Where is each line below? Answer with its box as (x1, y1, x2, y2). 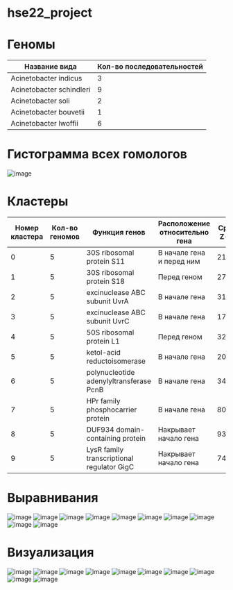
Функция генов (92, 228, 146, 237)
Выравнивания (7, 490, 98, 506)
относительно (159, 228, 209, 237)
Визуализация (7, 545, 94, 560)
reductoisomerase (86, 356, 146, 366)
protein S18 (86, 276, 125, 286)
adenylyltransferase (86, 376, 151, 386)
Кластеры (7, 194, 69, 210)
